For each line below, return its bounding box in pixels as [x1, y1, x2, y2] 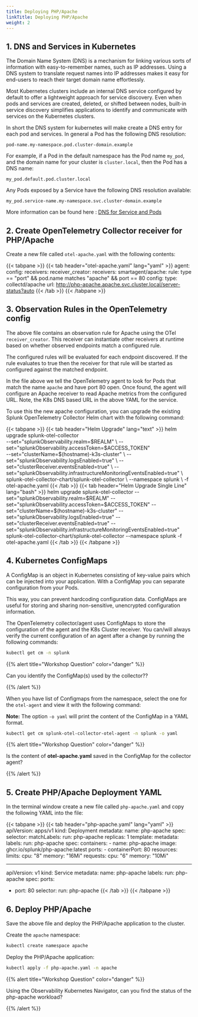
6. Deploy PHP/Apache [6, 904, 91, 914]
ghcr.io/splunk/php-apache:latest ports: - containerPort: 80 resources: [6, 846, 178, 853]
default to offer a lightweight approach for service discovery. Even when [6, 94, 182, 101]
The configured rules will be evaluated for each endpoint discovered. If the [6, 353, 187, 360]
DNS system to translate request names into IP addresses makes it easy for [6, 70, 189, 77]
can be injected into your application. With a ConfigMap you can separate [6, 577, 185, 585]
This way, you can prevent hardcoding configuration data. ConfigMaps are [6, 595, 187, 602]
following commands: [6, 638, 58, 645]
